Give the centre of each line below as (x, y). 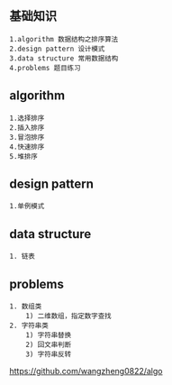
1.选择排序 (27, 118)
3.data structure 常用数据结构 (64, 58)
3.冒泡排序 (27, 137)
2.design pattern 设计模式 (57, 49)
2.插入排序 (27, 128)
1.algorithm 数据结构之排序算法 (64, 39)
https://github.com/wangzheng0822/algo (86, 371)
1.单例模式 (27, 206)
